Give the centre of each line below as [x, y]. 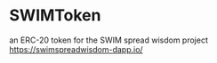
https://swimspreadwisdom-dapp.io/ [76, 49]
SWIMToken [55, 16]
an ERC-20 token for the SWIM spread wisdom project [109, 40]
